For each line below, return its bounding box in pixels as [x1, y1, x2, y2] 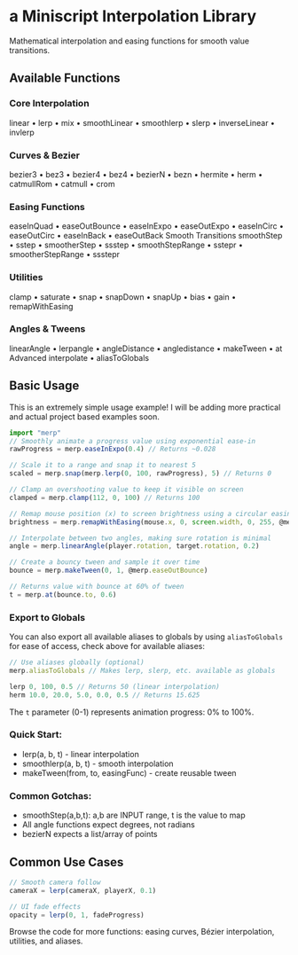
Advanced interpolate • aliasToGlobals [9, 352, 150, 363]
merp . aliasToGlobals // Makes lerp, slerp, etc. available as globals [9, 666, 276, 675]
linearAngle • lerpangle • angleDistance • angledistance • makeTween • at [9, 343, 283, 354]
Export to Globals [9, 611, 86, 623]
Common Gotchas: [9, 789, 92, 802]
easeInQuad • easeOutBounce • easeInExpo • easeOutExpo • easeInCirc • [9, 221, 284, 231]
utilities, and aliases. [9, 935, 83, 946]
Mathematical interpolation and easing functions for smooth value [9, 35, 250, 46]
